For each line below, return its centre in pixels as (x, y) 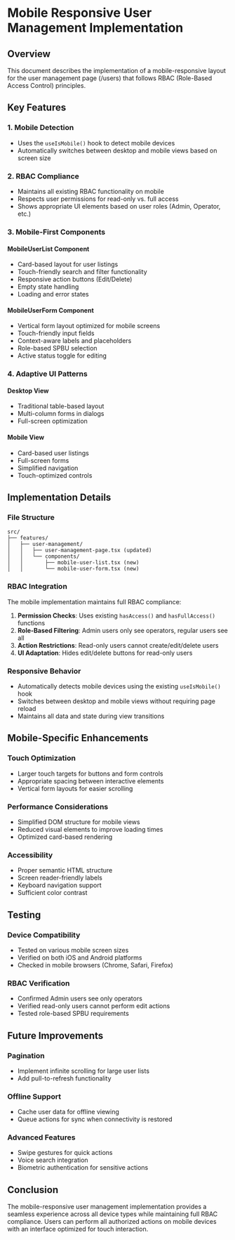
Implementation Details (59, 498)
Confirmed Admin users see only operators (80, 998)
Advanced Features (41, 1137)
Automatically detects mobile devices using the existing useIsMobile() (119, 686)
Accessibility (30, 855)
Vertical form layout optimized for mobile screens (89, 326)
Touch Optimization (41, 758)
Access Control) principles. (47, 85)
